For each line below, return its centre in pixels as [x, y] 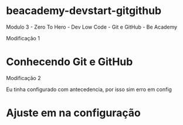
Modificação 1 [23, 38]
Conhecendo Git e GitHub [70, 62]
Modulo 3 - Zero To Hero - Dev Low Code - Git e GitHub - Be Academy [92, 27]
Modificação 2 [23, 78]
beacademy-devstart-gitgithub [84, 11]
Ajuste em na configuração [73, 113]
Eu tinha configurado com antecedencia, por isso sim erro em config [89, 89]
